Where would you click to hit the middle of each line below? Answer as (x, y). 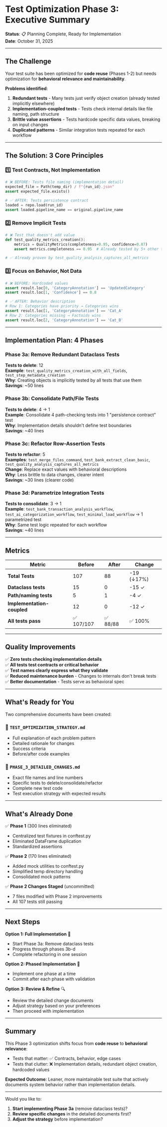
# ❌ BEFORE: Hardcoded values (37, 283)
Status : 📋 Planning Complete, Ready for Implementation (63, 34)
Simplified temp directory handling (48, 872)
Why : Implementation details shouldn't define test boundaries (68, 425)
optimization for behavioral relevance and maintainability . (65, 79)
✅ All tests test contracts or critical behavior (52, 665)
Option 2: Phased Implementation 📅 (43, 964)
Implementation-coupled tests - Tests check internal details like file (83, 109)
